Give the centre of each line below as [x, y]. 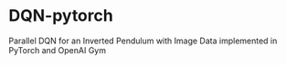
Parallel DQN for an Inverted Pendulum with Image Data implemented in [143, 41]
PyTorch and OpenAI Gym [58, 50]
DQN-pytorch [61, 16]
